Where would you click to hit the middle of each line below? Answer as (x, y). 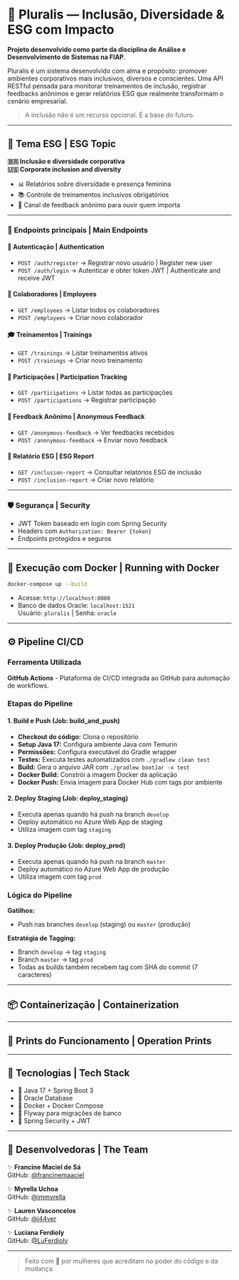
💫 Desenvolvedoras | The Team (78, 1150)
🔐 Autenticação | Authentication (56, 247)
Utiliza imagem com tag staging (64, 829)
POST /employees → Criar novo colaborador (80, 318)
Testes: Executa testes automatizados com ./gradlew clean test (114, 759)
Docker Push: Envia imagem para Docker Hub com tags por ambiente (120, 782)
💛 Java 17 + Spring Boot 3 (55, 1090)
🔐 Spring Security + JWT (54, 1120)
